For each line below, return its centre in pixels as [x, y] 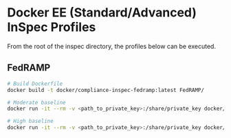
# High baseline [30, 122]
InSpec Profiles [52, 27]
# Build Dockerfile [35, 84]
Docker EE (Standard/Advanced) [102, 13]
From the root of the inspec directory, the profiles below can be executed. [112, 46]
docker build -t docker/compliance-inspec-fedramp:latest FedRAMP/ [106, 90]
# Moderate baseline [37, 102]
